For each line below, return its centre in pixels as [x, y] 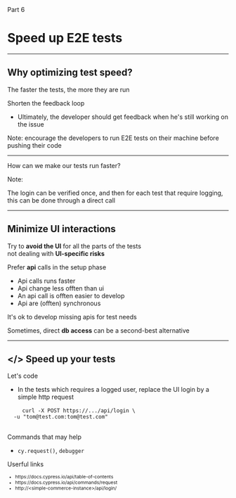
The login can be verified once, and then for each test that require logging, [115, 193]
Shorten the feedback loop [46, 103]
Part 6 [16, 9]
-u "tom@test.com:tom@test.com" [61, 417]
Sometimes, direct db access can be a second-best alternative [98, 330]
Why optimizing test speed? [70, 73]
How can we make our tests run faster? [64, 165]
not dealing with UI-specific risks [56, 253]
